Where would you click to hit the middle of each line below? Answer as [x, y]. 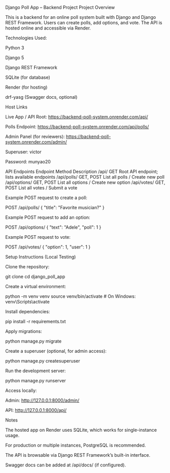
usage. [12, 435]
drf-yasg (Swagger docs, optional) [41, 97]
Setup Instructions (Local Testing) [41, 257]
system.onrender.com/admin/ [36, 142]
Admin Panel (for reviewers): [35, 136]
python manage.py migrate [33, 341]
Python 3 [15, 48]
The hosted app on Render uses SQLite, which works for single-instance [81, 430]
